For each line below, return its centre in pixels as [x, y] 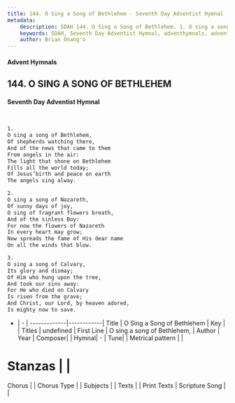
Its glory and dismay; [40, 271]
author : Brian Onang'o [53, 40]
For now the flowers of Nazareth [56, 226]
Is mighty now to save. [42, 310]
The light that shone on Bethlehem [59, 161]
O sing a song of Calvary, [47, 264]
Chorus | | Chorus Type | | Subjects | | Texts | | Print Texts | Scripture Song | [116, 386]
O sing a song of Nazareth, [48, 200]
